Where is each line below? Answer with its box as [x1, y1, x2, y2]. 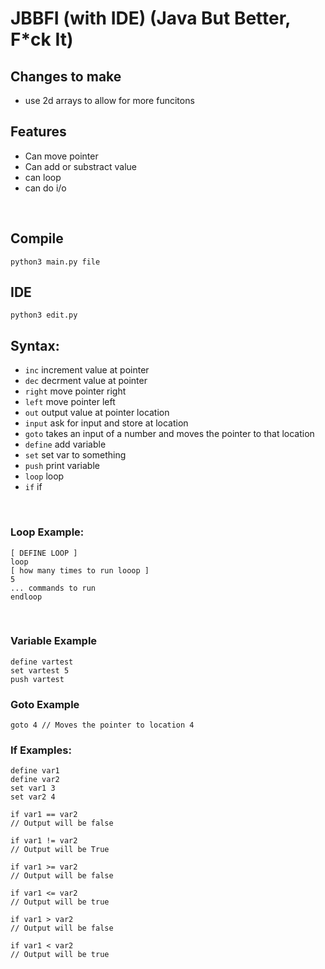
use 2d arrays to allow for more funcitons [24, 95, 195, 106]
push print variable [24, 460, 100, 472]
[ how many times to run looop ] [10, 565, 150, 576]
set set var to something [24, 449, 127, 461]
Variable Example [10, 634, 98, 648]
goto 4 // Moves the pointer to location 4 [10, 720, 195, 731]
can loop [24, 171, 62, 183]
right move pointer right [24, 385, 127, 397]
